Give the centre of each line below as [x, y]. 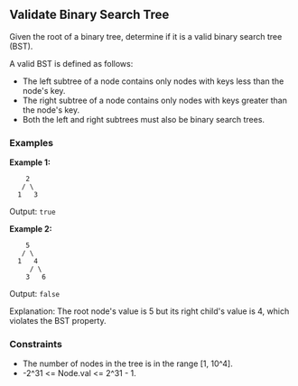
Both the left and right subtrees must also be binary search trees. [143, 119]
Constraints [36, 345]
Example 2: [31, 229]
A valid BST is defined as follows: [71, 63]
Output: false [35, 294]
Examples [32, 142]
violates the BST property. [58, 321]
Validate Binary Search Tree [89, 15]
